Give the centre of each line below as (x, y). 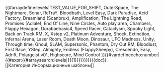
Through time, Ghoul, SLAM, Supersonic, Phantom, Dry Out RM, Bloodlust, (81, 44)
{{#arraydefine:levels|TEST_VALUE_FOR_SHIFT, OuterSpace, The (72, 8)
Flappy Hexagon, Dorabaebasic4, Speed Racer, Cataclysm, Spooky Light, (80, 29)
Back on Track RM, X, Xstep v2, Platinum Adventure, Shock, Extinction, (78, 34)
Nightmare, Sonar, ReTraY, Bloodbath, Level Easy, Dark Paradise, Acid (77, 13)
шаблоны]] (83, 65)
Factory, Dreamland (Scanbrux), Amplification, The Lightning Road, (74, 18)
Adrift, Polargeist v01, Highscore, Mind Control (53, 55)
